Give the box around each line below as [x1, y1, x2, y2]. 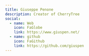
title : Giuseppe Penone [5, 7, 54, 12]
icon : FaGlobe [14, 25, 43, 30]
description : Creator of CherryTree [5, 12, 80, 17]
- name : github [9, 35, 41, 39]
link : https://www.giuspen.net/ [14, 30, 80, 35]
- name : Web [9, 20, 34, 26]
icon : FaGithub [14, 39, 45, 44]
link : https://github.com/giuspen [14, 43, 84, 48]
